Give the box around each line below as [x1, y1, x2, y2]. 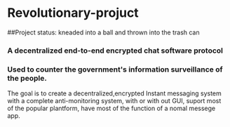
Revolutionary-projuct [7, 5, 139, 21]
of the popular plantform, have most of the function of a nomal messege [7, 104, 216, 113]
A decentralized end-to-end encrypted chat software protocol [7, 46, 223, 55]
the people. [7, 73, 47, 83]
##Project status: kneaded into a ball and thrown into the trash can [7, 28, 200, 36]
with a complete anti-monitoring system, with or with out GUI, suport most [7, 97, 222, 105]
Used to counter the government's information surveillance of [7, 65, 223, 74]
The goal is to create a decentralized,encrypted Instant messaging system [7, 89, 222, 98]
